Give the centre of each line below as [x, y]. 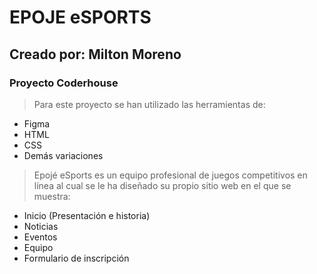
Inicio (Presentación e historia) [87, 215]
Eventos [40, 237]
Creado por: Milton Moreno [95, 54]
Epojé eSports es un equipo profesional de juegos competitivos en [170, 175]
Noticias [41, 226]
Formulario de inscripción [76, 258]
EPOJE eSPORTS [80, 17]
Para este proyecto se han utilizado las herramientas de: [149, 104]
